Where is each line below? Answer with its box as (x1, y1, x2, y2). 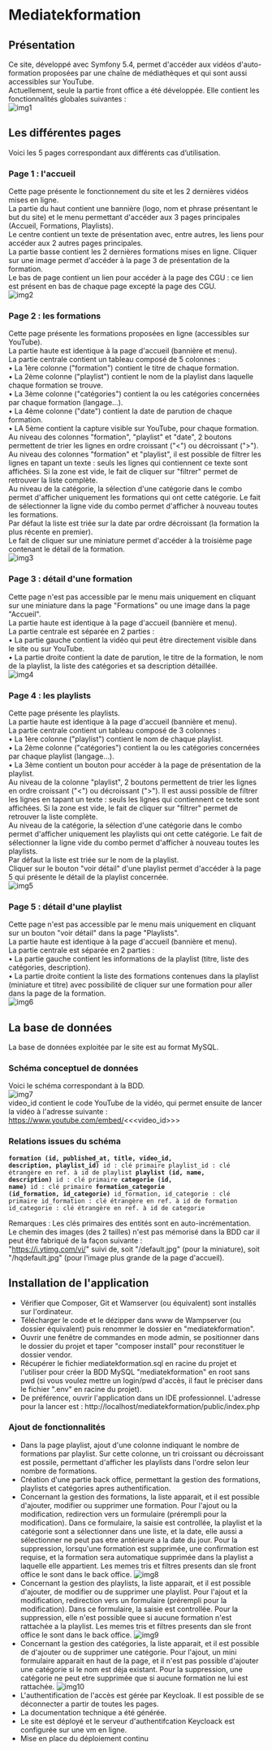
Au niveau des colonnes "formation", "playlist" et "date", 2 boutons (8, 432, 232, 442)
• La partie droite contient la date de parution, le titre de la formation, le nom (8, 652, 264, 662)
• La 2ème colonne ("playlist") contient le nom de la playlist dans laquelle (8, 372, 254, 382)
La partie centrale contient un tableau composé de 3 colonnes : (8, 725, 221, 735)
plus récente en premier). (8, 527, 93, 537)
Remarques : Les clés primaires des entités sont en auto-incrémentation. (8, 1218, 252, 1228)
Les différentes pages (8, 126, 122, 140)
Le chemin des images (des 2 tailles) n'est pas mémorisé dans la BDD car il (8, 1226, 260, 1236)
